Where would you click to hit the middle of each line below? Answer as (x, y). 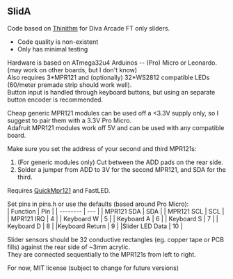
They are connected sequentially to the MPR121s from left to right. (102, 254)
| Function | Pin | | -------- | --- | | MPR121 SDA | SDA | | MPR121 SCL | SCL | (116, 211)
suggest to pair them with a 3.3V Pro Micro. (70, 120)
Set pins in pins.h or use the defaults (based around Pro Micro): (98, 204)
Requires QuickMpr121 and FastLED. (59, 190)
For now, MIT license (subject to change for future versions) (93, 268)
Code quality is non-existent (58, 42)
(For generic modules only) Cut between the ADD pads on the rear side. (120, 162)
